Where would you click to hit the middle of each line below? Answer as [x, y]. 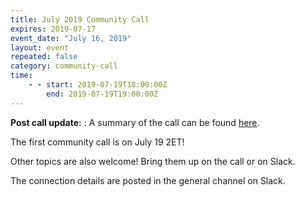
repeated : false [44, 57]
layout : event [40, 47]
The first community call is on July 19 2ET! [97, 142]
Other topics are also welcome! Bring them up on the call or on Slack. [153, 161]
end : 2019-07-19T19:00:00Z [102, 94]
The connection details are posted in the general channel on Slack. [148, 180]
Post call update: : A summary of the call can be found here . [135, 122]
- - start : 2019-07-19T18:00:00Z [98, 85]
